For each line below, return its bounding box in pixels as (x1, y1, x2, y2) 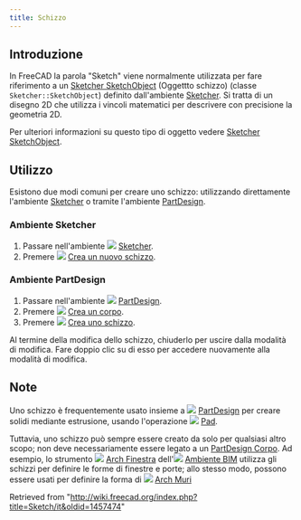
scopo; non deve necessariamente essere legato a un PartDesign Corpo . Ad (9, 442, 293, 453)
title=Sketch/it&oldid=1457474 (9, 501, 122, 512)
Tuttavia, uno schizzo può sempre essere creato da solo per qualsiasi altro (9, 433, 287, 444)
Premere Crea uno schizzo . (22, 317, 136, 327)
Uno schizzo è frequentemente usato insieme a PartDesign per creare (9, 404, 281, 416)
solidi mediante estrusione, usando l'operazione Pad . (9, 415, 219, 426)
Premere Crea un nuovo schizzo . (22, 251, 156, 262)
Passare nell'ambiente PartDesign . (22, 295, 163, 306)
